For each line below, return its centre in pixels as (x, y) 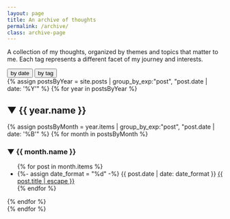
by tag (45, 74)
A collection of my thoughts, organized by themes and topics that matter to (113, 52)
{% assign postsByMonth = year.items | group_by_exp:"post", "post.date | (111, 127)
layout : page (26, 13)
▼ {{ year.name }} (47, 110)
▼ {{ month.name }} (42, 151)
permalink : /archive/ (38, 26)
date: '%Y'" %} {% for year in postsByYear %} (72, 89)
